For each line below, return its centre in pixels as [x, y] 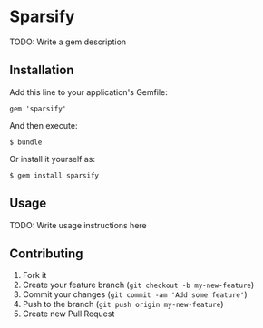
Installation [42, 70]
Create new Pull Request [68, 314]
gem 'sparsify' [38, 109]
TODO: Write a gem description [68, 42]
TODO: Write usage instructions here [78, 225]
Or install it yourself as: [52, 159]
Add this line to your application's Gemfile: [88, 92]
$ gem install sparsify [54, 175]
